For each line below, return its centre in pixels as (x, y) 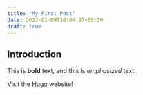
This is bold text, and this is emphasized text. (71, 71)
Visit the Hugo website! (40, 84)
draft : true (24, 26)
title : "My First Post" (41, 13)
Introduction (35, 54)
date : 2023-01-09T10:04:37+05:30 (55, 20)
